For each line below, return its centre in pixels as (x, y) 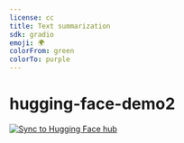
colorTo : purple (40, 59)
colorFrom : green (42, 51)
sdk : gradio (32, 34)
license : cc (32, 18)
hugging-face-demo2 (92, 104)
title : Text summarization (60, 26)
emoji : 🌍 (27, 43)
